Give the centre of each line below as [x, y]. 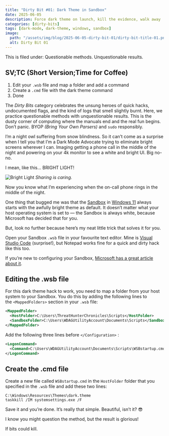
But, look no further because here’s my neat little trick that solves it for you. [83, 228]
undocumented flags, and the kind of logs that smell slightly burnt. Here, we [84, 111]
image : [12, 33]
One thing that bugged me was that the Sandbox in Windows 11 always [78, 202]
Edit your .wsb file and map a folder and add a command [71, 85]
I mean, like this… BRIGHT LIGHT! [40, 167]
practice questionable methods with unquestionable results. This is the [78, 116]
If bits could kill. [22, 429]
